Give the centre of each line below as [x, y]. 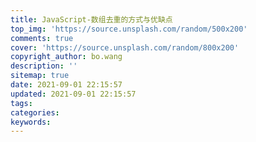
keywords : [31, 122]
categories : [35, 112]
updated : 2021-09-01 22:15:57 [73, 94]
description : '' [44, 66]
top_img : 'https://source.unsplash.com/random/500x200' [129, 29]
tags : [21, 103]
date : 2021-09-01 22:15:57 [66, 85]
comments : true [42, 38]
